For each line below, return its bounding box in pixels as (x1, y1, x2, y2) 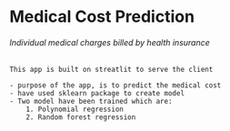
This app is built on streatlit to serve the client (9, 65, 214, 75)
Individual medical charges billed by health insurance (9, 36, 211, 47)
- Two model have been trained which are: (9, 97, 173, 106)
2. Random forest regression (25, 113, 136, 122)
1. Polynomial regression (25, 105, 125, 115)
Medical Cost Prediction (9, 6, 195, 27)
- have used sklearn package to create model (9, 89, 185, 98)
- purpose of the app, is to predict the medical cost (9, 81, 222, 90)
